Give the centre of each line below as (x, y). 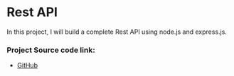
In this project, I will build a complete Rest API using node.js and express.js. (117, 32)
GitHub (27, 65)
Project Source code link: (51, 50)
